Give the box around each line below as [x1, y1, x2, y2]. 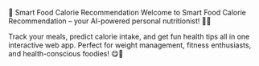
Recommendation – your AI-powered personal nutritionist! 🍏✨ [8, 16, 212, 26]
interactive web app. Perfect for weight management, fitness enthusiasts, [8, 40, 252, 50]
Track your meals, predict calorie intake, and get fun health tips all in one [8, 32, 250, 41]
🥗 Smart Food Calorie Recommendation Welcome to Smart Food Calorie [8, 8, 247, 17]
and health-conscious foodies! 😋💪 [8, 49, 124, 58]
